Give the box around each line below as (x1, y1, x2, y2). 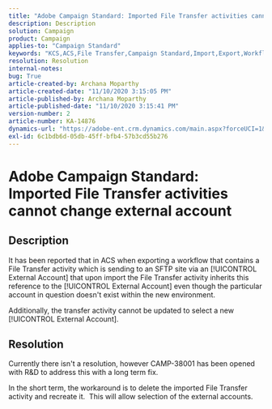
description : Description (8, 19, 96, 28)
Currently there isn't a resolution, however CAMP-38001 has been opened (8, 359, 255, 369)
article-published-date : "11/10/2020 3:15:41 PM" (8, 102, 180, 110)
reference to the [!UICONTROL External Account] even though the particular (8, 281, 262, 291)
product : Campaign (8, 34, 70, 43)
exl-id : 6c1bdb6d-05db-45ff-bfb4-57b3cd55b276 (8, 132, 168, 140)
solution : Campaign (8, 27, 74, 35)
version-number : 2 (8, 110, 70, 118)
